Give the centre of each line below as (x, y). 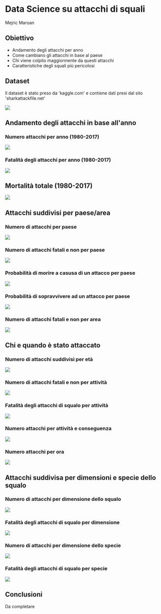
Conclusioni (24, 595)
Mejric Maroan (20, 23)
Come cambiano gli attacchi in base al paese (57, 55)
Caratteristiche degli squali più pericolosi (53, 65)
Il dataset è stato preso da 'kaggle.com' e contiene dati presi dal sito (74, 93)
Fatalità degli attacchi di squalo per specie (56, 569)
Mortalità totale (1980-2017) (49, 186)
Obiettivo (20, 38)
